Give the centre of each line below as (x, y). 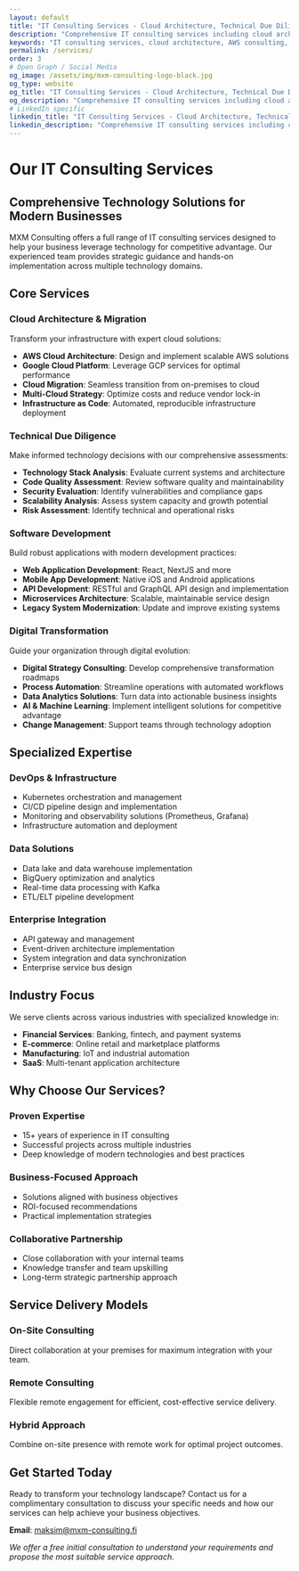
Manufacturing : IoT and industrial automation (105, 1053)
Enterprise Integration (58, 920)
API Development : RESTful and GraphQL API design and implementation (155, 589)
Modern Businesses (66, 216)
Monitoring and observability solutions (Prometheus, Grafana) (135, 816)
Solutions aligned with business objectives (100, 1197)
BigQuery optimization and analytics (89, 878)
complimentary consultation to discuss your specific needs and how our (141, 1503)
